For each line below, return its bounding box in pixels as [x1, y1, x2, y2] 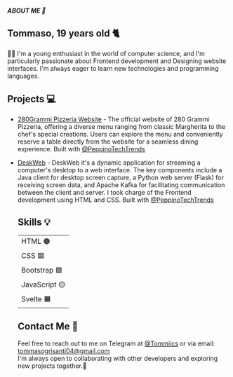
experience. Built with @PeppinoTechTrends [17, 145, 145, 153]
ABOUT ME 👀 [7, 6, 46, 15]
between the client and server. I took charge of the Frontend [17, 188, 192, 197]
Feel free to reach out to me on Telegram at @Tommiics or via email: [17, 339, 215, 348]
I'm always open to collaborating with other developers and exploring [17, 354, 218, 362]
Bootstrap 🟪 [20, 266, 63, 275]
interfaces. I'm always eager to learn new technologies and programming [7, 64, 219, 73]
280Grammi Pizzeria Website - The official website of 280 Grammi [17, 115, 210, 123]
